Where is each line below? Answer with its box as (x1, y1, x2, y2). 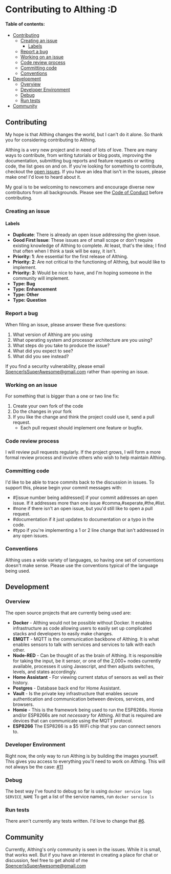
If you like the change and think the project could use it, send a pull (12, 413, 155, 420)
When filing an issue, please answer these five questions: (5, 321, 127, 327)
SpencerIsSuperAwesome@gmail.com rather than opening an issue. (5, 368, 149, 374)
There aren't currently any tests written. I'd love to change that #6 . (5, 818, 145, 824)
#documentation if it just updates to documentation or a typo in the (12, 516, 155, 522)
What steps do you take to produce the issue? (12, 342, 110, 348)
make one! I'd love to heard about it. (5, 174, 81, 180)
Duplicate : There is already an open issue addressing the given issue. (12, 232, 160, 238)
